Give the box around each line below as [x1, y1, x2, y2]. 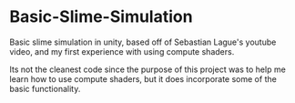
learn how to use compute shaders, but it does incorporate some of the [9, 73, 278, 84]
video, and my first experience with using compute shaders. [9, 46, 235, 57]
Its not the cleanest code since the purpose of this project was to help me [9, 64, 287, 75]
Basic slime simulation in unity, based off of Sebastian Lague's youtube [9, 36, 277, 47]
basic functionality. [9, 83, 81, 94]
